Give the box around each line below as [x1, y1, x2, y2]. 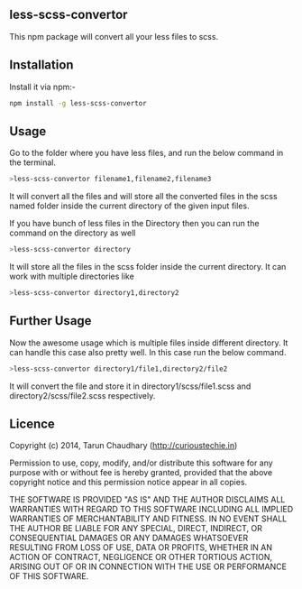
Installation [9, 58, 74, 73]
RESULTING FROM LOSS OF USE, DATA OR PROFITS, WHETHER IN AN [9, 542, 273, 553]
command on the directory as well [9, 227, 136, 238]
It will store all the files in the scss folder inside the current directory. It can [9, 262, 287, 272]
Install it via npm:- [9, 81, 77, 92]
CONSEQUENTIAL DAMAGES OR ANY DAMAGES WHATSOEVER [9, 532, 249, 544]
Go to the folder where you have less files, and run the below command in [9, 148, 284, 159]
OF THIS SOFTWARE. [9, 571, 89, 582]
